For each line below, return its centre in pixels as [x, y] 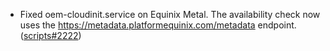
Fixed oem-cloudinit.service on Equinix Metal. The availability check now [170, 14]
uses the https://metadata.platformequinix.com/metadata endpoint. [158, 25]
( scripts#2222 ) [50, 35]
